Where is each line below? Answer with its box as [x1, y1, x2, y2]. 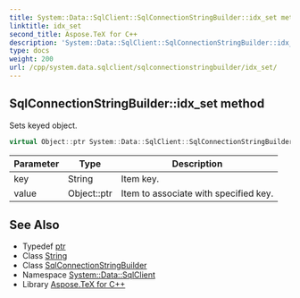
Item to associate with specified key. [121, 187, 274, 200]
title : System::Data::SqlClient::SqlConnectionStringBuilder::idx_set [9, 13, 278, 22]
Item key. [121, 172, 160, 184]
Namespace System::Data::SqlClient [21, 269, 156, 280]
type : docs [9, 47, 50, 55]
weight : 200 [9, 55, 54, 64]
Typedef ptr [21, 241, 66, 251]
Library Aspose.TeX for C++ [21, 279, 126, 290]
